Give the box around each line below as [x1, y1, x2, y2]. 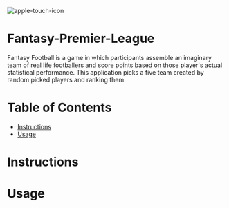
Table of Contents [7, 100, 112, 115]
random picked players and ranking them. [7, 75, 126, 84]
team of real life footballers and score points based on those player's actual [7, 61, 223, 69]
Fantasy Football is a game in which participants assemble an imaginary [7, 53, 212, 62]
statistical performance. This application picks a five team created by [7, 68, 204, 76]
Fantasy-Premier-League [7, 31, 155, 46]
